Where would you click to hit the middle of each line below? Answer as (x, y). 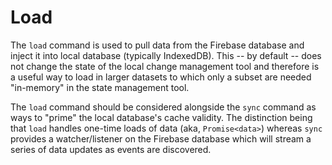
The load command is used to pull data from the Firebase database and (157, 45)
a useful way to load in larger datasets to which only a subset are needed (161, 77)
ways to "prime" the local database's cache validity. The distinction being (161, 117)
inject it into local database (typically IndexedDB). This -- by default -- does (166, 55)
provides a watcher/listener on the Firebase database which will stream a (161, 138)
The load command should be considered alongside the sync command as (163, 107)
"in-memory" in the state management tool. (100, 87)
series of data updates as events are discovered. (111, 149)
